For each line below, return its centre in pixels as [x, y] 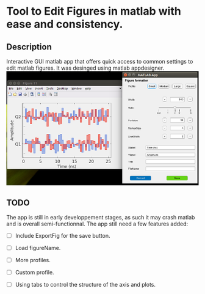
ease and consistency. [65, 24]
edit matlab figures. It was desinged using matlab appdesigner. [85, 68]
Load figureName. [38, 248]
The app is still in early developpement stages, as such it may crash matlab [101, 217]
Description [29, 47]
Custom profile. [34, 273]
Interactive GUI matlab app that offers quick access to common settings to [100, 61]
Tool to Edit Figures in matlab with [94, 11]
